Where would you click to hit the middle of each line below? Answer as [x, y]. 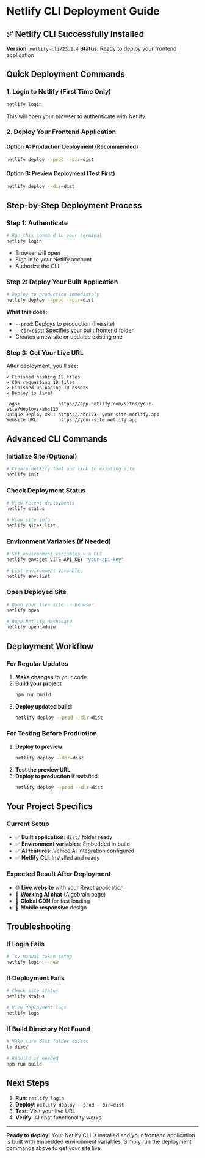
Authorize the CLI [37, 266]
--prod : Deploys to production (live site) [65, 324]
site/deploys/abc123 [33, 409]
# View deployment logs [37, 1008]
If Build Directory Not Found [48, 1029]
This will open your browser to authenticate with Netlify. [77, 116]
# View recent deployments [41, 503]
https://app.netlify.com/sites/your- [106, 404]
